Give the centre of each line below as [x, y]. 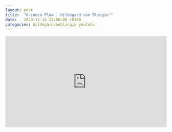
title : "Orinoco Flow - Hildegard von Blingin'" [59, 15]
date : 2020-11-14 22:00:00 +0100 [43, 20]
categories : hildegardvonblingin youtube [50, 24]
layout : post [19, 10]
